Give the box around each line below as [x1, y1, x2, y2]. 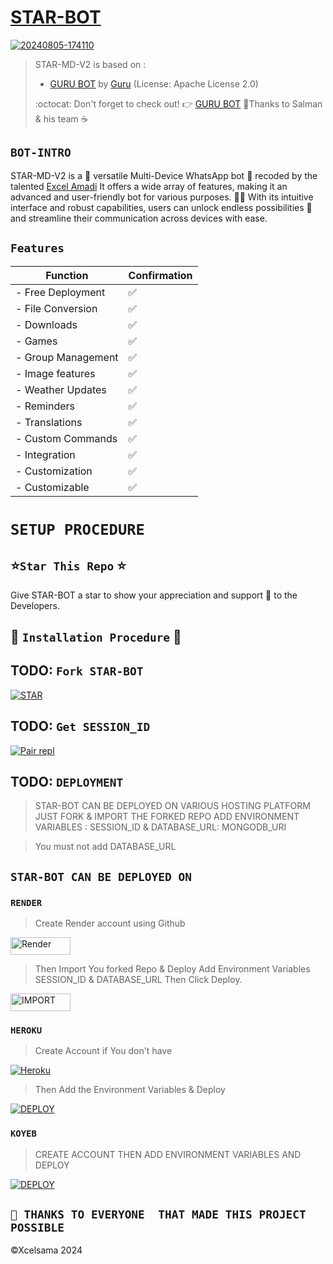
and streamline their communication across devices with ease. [10, 212, 268, 224]
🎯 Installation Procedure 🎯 [10, 628, 182, 645]
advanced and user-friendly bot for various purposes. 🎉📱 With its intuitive [10, 191, 314, 203]
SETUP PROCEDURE [10, 520, 145, 539]
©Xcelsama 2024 [10, 1244, 83, 1256]
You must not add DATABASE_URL [34, 841, 177, 853]
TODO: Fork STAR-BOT [10, 662, 144, 680]
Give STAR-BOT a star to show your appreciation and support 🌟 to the [10, 589, 298, 601]
